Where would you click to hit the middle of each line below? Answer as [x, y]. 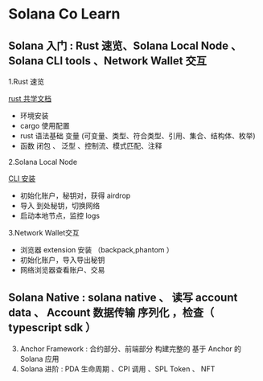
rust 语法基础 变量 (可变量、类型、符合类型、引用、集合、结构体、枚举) [138, 136]
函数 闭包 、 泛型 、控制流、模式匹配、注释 [91, 146]
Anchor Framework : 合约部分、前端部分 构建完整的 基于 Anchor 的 [131, 348]
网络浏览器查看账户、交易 [62, 270]
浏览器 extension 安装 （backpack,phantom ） [97, 250]
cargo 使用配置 [45, 126]
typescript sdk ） [52, 328]
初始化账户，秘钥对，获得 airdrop [75, 195]
